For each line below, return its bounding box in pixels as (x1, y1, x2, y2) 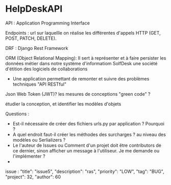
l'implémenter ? (12, 153, 45, 159)
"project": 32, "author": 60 (5, 174, 61, 180)
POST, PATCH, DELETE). (5, 35, 57, 41)
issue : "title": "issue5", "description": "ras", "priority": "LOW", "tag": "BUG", (5, 168, 164, 174)
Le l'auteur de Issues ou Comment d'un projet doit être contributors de (12, 142, 162, 148)
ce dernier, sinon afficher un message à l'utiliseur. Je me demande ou (12, 147, 160, 153)
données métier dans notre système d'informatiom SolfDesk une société (5, 60, 158, 66)
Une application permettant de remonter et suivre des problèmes (12, 75, 150, 82)
